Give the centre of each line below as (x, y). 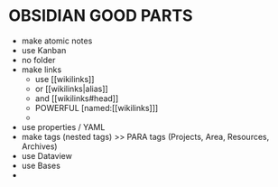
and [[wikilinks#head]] (77, 98)
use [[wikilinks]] (65, 79)
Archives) (39, 146)
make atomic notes (57, 41)
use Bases (41, 165)
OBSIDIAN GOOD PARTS (101, 16)
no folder (38, 60)
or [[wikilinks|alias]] (72, 89)
